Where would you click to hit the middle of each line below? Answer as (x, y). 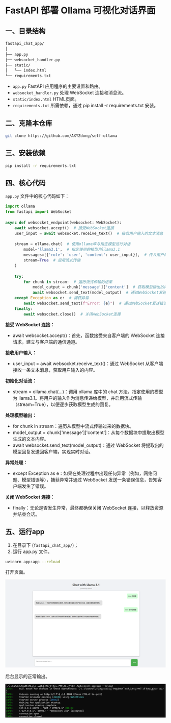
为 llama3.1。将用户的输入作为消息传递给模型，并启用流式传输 (77, 398)
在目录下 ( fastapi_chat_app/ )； (46, 545)
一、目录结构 (25, 31)
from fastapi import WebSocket (38, 212)
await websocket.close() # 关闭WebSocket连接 (72, 314)
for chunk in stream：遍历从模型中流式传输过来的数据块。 (73, 426)
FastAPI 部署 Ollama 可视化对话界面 (80, 10)
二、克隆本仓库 (29, 123)
